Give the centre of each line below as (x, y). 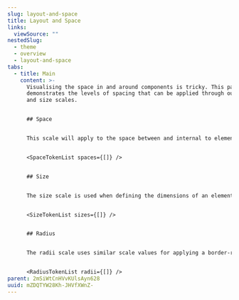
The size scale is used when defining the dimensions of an (117, 196)
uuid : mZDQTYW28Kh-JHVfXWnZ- (51, 285)
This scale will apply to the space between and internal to (119, 138)
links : (17, 27)
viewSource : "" (36, 34)
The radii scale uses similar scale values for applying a (115, 253)
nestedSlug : (25, 41)
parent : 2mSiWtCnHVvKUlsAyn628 (54, 279)
